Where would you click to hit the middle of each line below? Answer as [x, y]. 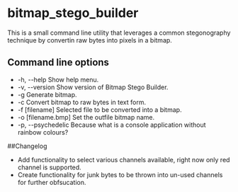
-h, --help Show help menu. [58, 79]
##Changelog [27, 146]
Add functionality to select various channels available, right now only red [124, 159]
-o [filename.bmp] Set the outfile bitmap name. [86, 117]
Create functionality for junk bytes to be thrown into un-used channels [120, 174]
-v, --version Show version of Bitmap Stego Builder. [93, 87]
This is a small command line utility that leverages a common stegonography [119, 33]
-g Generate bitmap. [47, 94]
